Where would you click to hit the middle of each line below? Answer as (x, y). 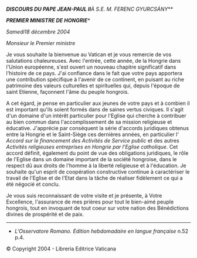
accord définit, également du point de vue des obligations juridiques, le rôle (97, 153)
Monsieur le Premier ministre (41, 43)
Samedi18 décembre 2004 (38, 32)
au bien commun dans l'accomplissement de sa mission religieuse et (89, 122)
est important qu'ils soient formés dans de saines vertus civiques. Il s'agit (95, 109)
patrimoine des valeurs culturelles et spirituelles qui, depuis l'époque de (93, 86)
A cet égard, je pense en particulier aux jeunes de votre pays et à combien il (98, 103)
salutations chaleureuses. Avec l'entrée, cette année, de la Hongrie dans (94, 61)
